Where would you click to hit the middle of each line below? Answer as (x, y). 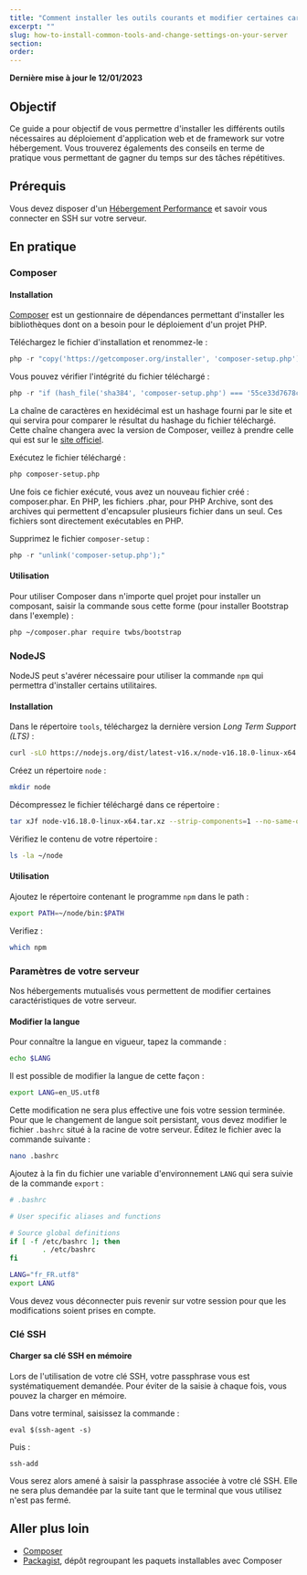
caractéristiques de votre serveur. (73, 1000)
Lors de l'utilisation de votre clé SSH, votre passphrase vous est (130, 1377)
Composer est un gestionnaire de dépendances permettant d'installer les (147, 315)
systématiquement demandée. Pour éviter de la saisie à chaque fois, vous (148, 1386)
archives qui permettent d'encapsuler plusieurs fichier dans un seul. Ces (146, 511)
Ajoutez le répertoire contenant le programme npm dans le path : (129, 897)
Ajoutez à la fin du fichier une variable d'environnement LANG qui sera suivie (152, 1173)
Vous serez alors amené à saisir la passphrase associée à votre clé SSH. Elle (153, 1481)
